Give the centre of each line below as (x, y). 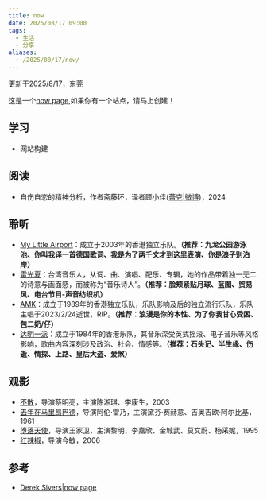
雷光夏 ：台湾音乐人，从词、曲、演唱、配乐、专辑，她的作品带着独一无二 (138, 274)
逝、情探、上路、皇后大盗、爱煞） (75, 354)
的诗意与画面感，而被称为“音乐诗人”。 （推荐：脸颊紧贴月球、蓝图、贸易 (136, 285)
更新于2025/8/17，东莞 (46, 83)
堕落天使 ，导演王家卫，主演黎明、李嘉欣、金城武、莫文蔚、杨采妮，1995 (139, 431)
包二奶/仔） (39, 324)
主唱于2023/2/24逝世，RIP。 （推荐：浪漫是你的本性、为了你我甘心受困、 (139, 314)
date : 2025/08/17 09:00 (48, 23)
